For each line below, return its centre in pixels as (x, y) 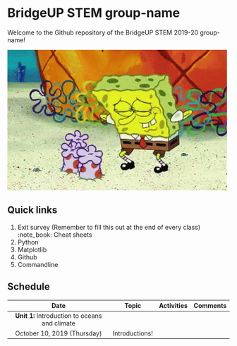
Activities (173, 306)
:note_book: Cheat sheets (55, 235)
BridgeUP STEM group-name (94, 13)
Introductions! (133, 333)
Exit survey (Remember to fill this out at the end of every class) (109, 227)
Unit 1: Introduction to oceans (59, 316)
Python (28, 242)
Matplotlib (32, 249)
